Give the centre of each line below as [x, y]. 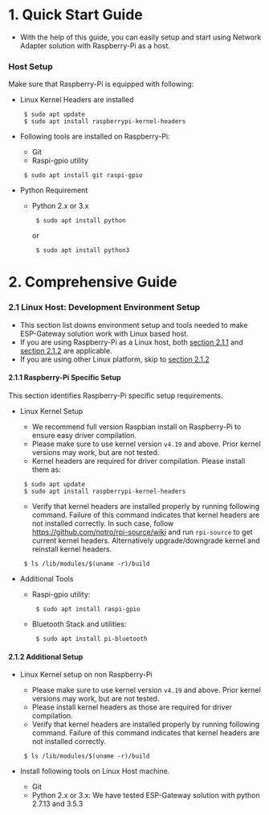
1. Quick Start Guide [75, 15]
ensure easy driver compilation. [84, 435]
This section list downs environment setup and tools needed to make [134, 325]
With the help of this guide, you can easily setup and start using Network [141, 37]
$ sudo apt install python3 [83, 250]
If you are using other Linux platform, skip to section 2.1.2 [115, 359]
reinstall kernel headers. [72, 548]
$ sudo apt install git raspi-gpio [83, 176]
